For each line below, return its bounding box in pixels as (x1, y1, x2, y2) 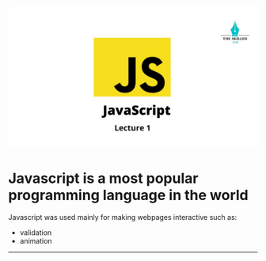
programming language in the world (8, 186, 249, 204)
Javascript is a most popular (8, 169, 199, 187)
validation (19, 228, 52, 237)
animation (19, 236, 53, 245)
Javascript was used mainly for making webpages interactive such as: (8, 212, 237, 221)
